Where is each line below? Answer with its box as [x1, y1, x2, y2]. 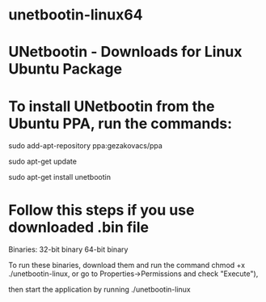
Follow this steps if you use [8, 201, 195, 219]
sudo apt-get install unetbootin [8, 172, 112, 182]
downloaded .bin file [8, 218, 150, 236]
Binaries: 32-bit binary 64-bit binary [8, 245, 129, 254]
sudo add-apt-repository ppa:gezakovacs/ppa [8, 141, 163, 151]
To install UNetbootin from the [8, 97, 215, 115]
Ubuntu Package [8, 60, 123, 79]
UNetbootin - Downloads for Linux [8, 43, 243, 62]
